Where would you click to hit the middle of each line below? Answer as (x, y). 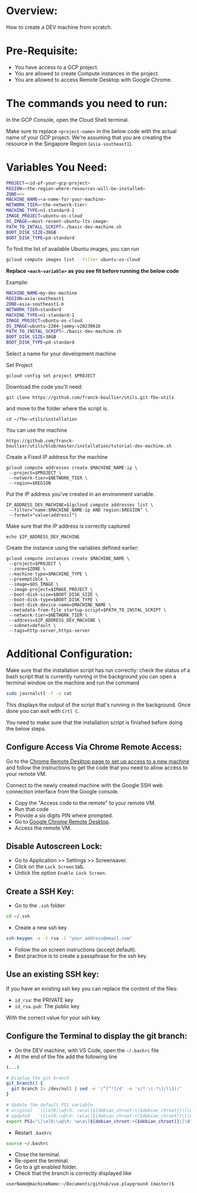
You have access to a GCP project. (56, 67)
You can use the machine (37, 430)
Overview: (32, 11)
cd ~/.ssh (18, 917)
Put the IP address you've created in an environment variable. (81, 494)
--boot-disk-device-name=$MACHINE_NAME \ (60, 605)
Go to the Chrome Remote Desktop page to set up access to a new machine (98, 761)
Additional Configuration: (69, 654)
